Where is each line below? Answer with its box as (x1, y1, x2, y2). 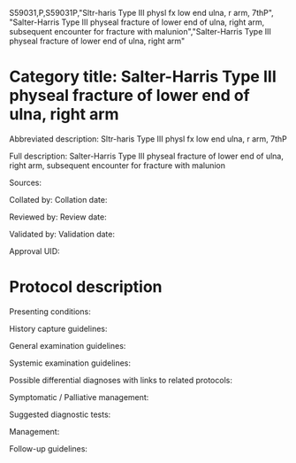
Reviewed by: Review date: (9, 212, 108, 222)
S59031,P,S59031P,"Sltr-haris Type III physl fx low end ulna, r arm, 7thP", (9, 8, 274, 18)
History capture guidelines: (9, 323, 108, 334)
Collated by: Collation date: (9, 194, 108, 204)
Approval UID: (9, 245, 60, 256)
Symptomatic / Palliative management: (9, 391, 149, 402)
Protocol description (9, 277, 163, 297)
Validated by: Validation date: (9, 228, 115, 239)
